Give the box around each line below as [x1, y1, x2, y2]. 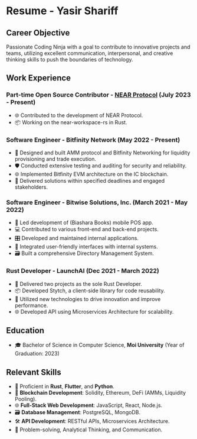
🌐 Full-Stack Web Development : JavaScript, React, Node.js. [14, 402, 163, 409]
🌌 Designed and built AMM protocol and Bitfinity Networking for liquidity [14, 149, 191, 156]
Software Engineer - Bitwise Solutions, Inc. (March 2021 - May [6, 198, 188, 206]
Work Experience [6, 73, 71, 83]
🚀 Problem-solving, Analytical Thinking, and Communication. [14, 426, 163, 433]
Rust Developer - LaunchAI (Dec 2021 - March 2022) [6, 267, 159, 275]
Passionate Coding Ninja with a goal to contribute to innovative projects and [6, 43, 191, 50]
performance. [14, 302, 48, 309]
